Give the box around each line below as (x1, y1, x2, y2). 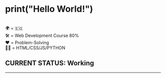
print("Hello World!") (5, 3, 93, 15)
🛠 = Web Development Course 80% (5, 32, 79, 38)
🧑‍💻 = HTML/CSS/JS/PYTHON (5, 45, 66, 51)
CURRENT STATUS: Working (5, 59, 94, 67)
